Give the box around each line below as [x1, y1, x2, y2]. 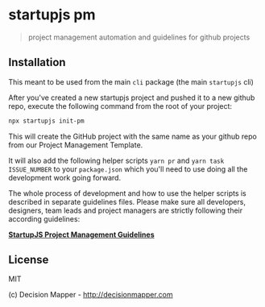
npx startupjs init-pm [8, 117, 85, 125]
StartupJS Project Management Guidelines [8, 230, 155, 239]
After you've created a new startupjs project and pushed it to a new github [8, 93, 255, 102]
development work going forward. [8, 172, 122, 182]
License [8, 253, 49, 267]
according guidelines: [8, 214, 81, 223]
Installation [8, 56, 66, 69]
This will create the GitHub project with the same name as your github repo [8, 131, 258, 141]
